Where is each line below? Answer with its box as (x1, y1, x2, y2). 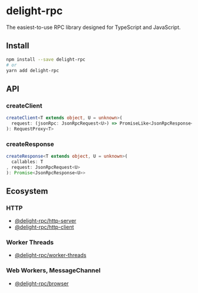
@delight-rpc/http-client (14, 223, 74, 231)
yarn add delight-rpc (6, 67, 60, 73)
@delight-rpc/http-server (14, 217, 77, 224)
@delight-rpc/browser (14, 279, 69, 287)
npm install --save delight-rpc (6, 56, 85, 63)
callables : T (11, 158, 44, 165)
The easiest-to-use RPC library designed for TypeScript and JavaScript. (6, 24, 181, 31)
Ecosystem (6, 186, 48, 196)
